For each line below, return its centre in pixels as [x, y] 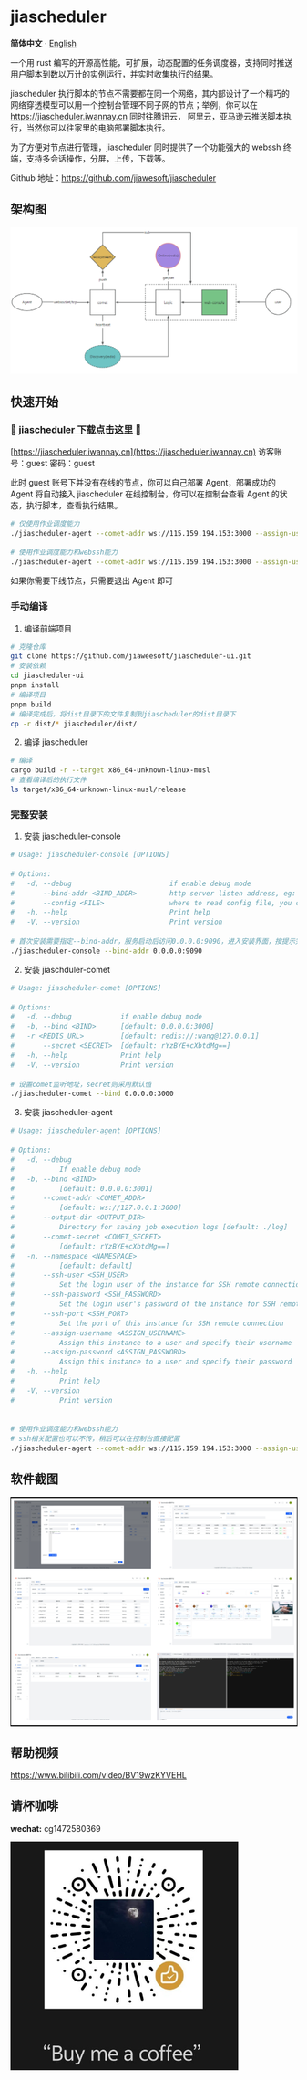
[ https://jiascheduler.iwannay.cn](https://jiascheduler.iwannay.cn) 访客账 [146, 451]
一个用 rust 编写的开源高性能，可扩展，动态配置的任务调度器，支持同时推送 [152, 62]
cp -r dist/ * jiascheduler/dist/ [74, 724]
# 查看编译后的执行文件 [49, 780]
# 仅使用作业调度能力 [45, 523]
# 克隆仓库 [28, 647]
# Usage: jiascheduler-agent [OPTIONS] [86, 1131]
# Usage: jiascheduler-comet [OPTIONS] [86, 988]
